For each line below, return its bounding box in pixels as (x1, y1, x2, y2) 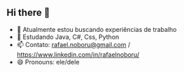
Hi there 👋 (6, 7, 50, 19)
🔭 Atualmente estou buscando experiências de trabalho (16, 25, 177, 33)
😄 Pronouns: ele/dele (16, 57, 80, 66)
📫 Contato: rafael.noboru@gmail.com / (16, 40, 131, 48)
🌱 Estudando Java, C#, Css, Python (16, 33, 120, 41)
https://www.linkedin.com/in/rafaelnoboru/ (16, 50, 140, 59)
